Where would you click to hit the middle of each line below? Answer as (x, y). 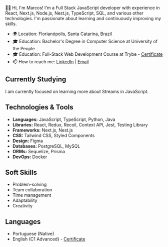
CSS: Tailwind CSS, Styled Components (53, 135)
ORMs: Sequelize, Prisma (39, 151)
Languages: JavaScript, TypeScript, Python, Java (64, 119)
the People (23, 48)
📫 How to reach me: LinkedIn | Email (50, 62)
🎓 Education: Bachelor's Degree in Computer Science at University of (85, 41)
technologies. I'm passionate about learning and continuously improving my (83, 18)
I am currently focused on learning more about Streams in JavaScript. (77, 91)
